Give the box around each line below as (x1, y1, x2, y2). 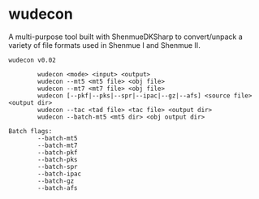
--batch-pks (37, 155, 79, 163)
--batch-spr (37, 162, 79, 171)
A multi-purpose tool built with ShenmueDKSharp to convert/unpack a (8, 32, 244, 41)
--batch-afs (37, 184, 79, 192)
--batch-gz (37, 176, 75, 185)
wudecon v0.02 (8, 56, 57, 64)
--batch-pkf (37, 148, 79, 157)
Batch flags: (8, 127, 53, 135)
